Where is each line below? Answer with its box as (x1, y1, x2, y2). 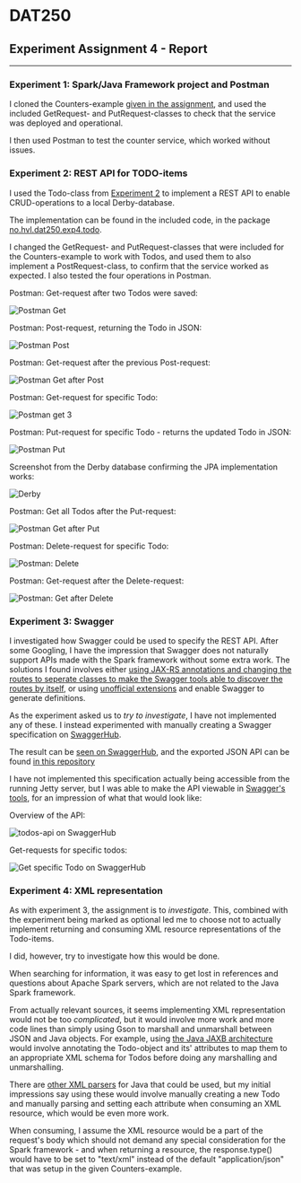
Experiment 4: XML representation (9, 884, 163, 897)
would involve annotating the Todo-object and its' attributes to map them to (9, 1043, 288, 1054)
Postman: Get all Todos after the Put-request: (9, 505, 176, 516)
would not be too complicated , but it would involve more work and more (9, 1014, 275, 1025)
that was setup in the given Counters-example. (9, 1163, 182, 1174)
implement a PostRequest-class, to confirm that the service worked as (9, 260, 269, 271)
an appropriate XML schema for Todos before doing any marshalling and (9, 1052, 278, 1064)
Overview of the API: (9, 810, 86, 820)
